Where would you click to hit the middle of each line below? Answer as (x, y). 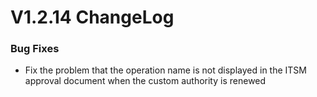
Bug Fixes (35, 49)
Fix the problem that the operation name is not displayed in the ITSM (165, 70)
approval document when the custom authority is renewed (145, 81)
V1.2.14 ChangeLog (92, 17)
